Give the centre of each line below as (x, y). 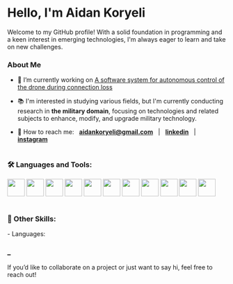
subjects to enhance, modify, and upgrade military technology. (107, 119)
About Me (24, 65)
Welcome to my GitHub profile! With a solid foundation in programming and (115, 32)
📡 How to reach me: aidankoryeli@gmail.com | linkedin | (106, 132)
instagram (32, 140)
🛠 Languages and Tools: (50, 165)
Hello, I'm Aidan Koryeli (77, 13)
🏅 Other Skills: (32, 219)
